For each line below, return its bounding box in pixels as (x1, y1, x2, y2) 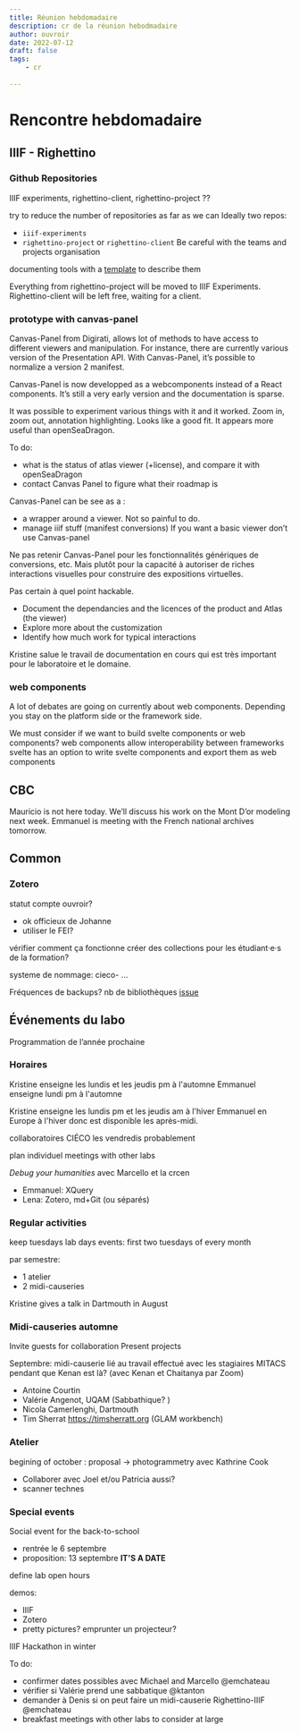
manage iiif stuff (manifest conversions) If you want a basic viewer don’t (21, 522, 288, 533)
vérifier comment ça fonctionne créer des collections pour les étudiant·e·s (9, 942, 282, 953)
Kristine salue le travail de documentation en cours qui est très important (9, 649, 277, 659)
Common (9, 851, 62, 866)
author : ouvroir (9, 30, 70, 38)
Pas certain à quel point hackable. (9, 585, 135, 596)
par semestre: (9, 1254, 61, 1265)
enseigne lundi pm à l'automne (9, 1088, 123, 1099)
